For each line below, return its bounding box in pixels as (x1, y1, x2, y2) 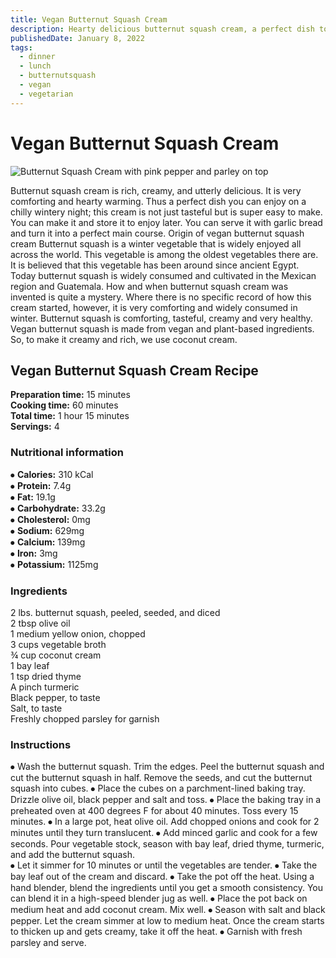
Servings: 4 (10, 421, 60, 433)
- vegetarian (19, 89, 74, 99)
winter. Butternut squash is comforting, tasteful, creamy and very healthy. (10, 312, 313, 324)
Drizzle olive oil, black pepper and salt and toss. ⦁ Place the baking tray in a (10, 794, 322, 806)
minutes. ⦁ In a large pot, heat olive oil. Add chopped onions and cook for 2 (10, 816, 320, 828)
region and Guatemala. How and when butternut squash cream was (10, 280, 289, 292)
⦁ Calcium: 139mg (10, 536, 86, 548)
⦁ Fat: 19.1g (10, 491, 56, 503)
